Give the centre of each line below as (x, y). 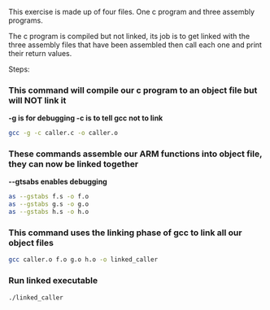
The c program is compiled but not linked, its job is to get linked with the (129, 36)
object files (31, 243)
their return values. (40, 53)
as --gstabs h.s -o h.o (49, 212)
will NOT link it (37, 100)
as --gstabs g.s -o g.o (49, 204)
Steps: (19, 69)
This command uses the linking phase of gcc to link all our (125, 233)
